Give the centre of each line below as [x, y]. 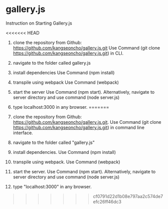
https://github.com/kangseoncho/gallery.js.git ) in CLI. [68, 53]
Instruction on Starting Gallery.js [39, 23]
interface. [23, 133]
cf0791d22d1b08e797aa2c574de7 [128, 196]
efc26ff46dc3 [107, 201]
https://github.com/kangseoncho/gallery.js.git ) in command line [79, 127]
